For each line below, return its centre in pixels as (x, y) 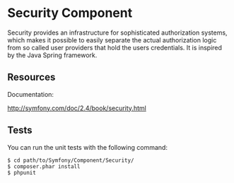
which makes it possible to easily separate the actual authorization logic (112, 40)
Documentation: (31, 94)
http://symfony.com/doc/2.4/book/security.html (77, 108)
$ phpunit (22, 172)
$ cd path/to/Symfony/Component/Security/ (71, 160)
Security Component (70, 13)
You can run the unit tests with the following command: (88, 147)
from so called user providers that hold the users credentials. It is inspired (115, 47)
